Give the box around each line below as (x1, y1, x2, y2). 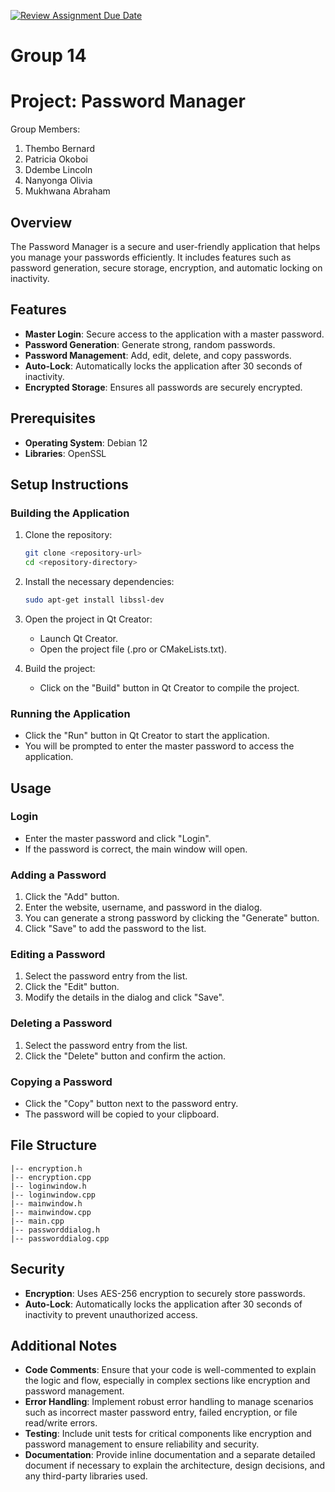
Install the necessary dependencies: (24, 576, 175, 587)
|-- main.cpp (10, 1216, 65, 1226)
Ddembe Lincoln (24, 164, 93, 176)
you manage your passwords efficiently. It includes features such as (10, 251, 292, 263)
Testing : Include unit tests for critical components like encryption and (24, 1428, 312, 1440)
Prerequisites (10, 410, 96, 427)
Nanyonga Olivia (24, 175, 93, 187)
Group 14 (10, 45, 87, 67)
